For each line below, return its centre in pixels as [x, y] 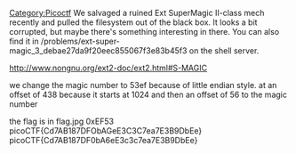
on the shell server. [224, 51]
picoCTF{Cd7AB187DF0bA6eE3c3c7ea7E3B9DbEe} [104, 140]
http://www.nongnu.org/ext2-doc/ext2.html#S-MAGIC [108, 68]
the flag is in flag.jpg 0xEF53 [61, 121]
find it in [24, 41]
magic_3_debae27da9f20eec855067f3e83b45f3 [98, 51]
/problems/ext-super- [80, 41]
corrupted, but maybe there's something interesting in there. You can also [144, 32]
